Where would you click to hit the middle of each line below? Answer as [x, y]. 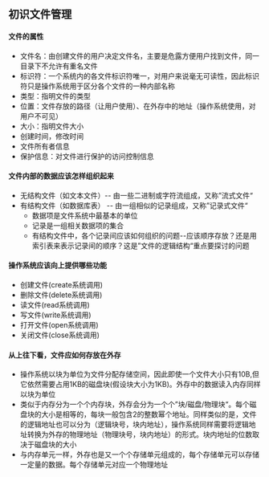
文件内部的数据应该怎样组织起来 [61, 176]
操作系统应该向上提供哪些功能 [57, 265]
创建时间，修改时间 [52, 136]
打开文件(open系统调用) [59, 325]
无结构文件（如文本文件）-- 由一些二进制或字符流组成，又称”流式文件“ [136, 195]
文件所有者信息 [45, 146]
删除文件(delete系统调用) [61, 295]
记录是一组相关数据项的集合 [78, 225]
